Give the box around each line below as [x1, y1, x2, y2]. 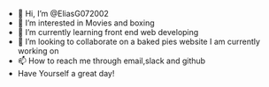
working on [17, 46, 59, 56]
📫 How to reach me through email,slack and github [17, 55, 206, 66]
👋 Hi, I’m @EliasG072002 [17, 9, 109, 18]
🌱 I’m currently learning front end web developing [17, 27, 199, 37]
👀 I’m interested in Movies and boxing [17, 18, 155, 28]
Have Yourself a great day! [17, 69, 115, 78]
